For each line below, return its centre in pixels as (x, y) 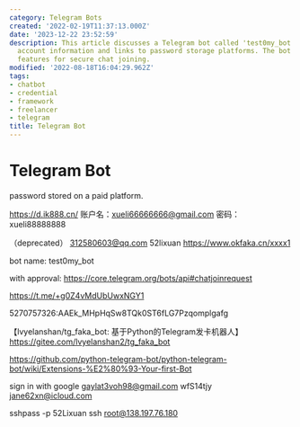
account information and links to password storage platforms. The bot (154, 51)
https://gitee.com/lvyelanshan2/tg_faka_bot (90, 342)
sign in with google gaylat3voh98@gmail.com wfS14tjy (111, 386)
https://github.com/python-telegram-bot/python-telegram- (118, 359)
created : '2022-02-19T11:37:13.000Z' (80, 26)
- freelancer (34, 110)
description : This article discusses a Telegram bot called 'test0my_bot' (152, 43)
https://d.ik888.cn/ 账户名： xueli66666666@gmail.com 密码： (125, 214)
